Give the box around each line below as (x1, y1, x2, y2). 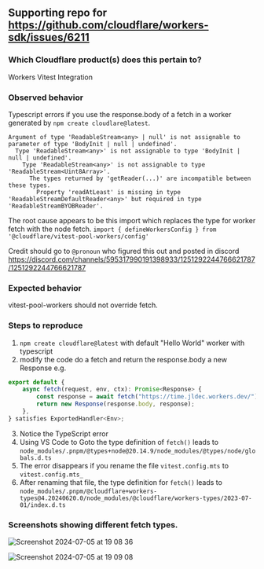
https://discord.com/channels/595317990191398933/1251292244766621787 (8, 255, 255, 264)
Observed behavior (8, 92, 84, 103)
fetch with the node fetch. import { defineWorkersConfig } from (8, 224, 217, 233)
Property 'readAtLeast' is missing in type (36, 188, 181, 196)
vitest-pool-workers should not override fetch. (8, 300, 159, 310)
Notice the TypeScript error (19, 428, 108, 439)
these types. (8, 181, 51, 189)
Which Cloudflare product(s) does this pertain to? (8, 54, 202, 65)
